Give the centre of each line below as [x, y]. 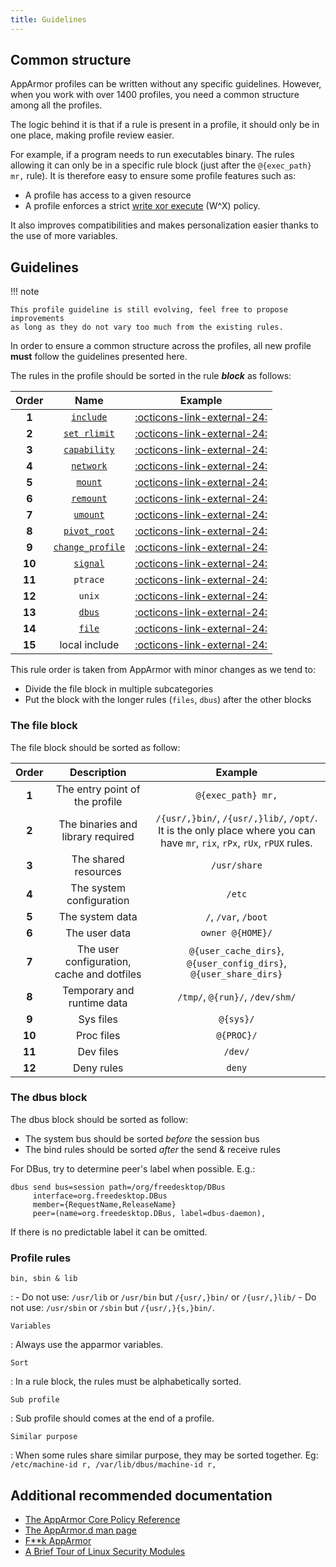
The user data [98, 933]
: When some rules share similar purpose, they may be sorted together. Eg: [164, 1455]
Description [98, 772]
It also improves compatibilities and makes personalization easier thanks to [164, 225]
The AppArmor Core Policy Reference [102, 1519]
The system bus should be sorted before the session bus [142, 1138]
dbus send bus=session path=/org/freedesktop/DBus [118, 1187]
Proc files [98, 1035]
